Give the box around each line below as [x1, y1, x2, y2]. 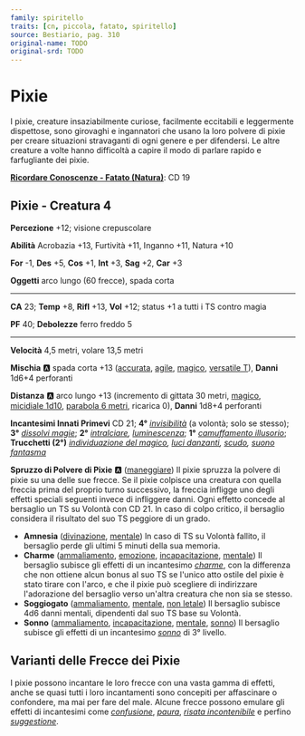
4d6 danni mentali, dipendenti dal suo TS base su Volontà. [23, 607, 242, 618]
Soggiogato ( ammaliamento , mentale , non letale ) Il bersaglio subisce [23, 597, 281, 608]
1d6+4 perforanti [10, 373, 73, 383]
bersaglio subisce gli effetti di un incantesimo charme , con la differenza [23, 559, 291, 570]
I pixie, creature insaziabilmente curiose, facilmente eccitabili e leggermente [10, 116, 294, 127]
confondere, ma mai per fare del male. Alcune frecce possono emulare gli [10, 696, 285, 707]
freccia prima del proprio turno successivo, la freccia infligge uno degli [10, 484, 275, 495]
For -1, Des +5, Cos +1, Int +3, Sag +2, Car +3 [10, 257, 183, 268]
